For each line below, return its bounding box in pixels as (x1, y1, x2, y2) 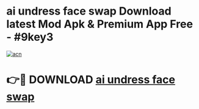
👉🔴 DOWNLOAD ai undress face (6, 73, 176, 86)
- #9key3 (6, 30, 54, 44)
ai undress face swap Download (6, 4, 172, 18)
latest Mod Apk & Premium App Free (6, 17, 194, 31)
